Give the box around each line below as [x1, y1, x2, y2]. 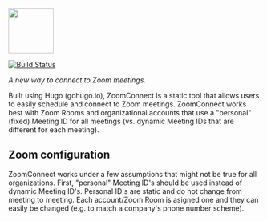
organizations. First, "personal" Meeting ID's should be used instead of [8, 178, 243, 187]
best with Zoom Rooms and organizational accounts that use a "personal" [8, 108, 252, 117]
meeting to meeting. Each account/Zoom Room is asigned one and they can [8, 195, 259, 204]
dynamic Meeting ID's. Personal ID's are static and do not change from [8, 186, 242, 195]
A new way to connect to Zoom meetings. [8, 75, 147, 85]
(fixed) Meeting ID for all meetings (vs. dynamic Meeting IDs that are [8, 116, 234, 126]
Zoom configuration [8, 148, 111, 162]
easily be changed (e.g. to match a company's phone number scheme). [8, 203, 245, 213]
